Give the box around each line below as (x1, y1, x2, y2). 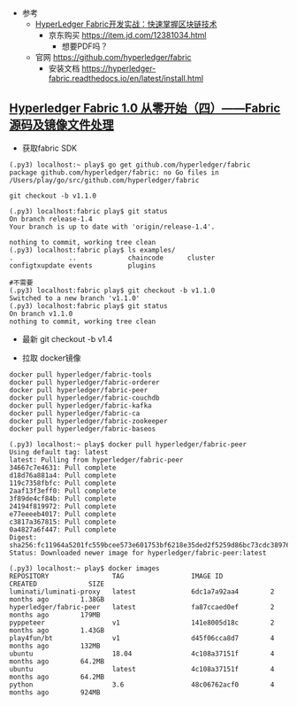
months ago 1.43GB (9, 625, 104, 635)
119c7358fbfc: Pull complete (9, 478, 117, 487)
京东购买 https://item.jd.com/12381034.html (48, 30, 207, 40)
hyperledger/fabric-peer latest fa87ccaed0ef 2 (9, 602, 275, 611)
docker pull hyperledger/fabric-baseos (9, 424, 156, 433)
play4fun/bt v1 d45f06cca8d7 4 (9, 633, 275, 642)
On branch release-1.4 (9, 214, 93, 223)
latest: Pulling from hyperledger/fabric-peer (9, 455, 184, 464)
